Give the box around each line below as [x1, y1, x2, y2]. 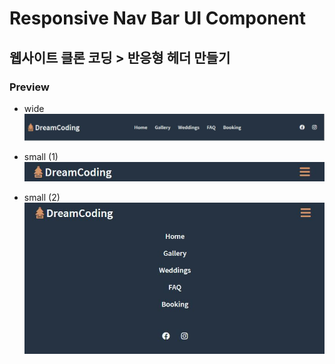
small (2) [23, 191, 61, 203]
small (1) [23, 150, 59, 162]
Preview [9, 80, 50, 94]
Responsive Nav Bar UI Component [9, 7, 306, 30]
